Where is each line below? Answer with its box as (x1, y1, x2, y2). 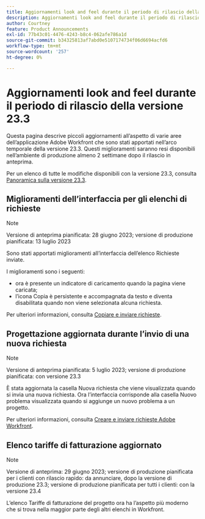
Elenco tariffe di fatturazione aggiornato (6, 440, 162, 450)
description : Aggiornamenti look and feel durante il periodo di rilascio (6, 15, 201, 21)
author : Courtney (6, 20, 51, 26)
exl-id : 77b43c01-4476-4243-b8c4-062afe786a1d (6, 32, 127, 38)
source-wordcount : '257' (6, 49, 70, 55)
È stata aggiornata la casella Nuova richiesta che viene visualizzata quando (6, 385, 196, 392)
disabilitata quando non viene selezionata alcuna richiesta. (15, 299, 163, 307)
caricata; (15, 286, 38, 293)
